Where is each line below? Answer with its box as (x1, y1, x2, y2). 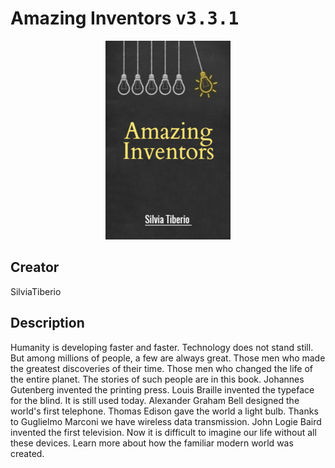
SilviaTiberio (10, 285, 62, 297)
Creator (10, 259, 60, 276)
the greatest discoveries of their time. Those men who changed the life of (10, 362, 314, 374)
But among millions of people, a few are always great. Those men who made (10, 352, 326, 364)
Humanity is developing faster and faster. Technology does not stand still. (10, 341, 314, 353)
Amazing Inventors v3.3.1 (10, 7, 240, 30)
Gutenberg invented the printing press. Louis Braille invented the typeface (10, 383, 315, 396)
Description (10, 315, 85, 332)
